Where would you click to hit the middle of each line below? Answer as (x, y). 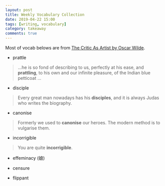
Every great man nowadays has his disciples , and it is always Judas (88, 98)
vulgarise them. (34, 128)
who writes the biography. (45, 103)
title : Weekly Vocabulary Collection (45, 15)
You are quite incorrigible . (45, 148)
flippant (20, 178)
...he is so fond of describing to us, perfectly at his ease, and (81, 67)
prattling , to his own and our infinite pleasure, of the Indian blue (84, 73)
